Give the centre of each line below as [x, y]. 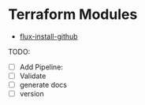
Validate [33, 76]
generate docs [43, 85]
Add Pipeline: [41, 67]
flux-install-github [48, 36]
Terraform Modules [73, 15]
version [32, 94]
